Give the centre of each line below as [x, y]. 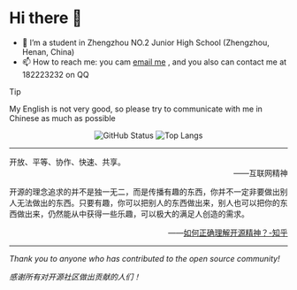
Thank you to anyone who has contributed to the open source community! [145, 258]
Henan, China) [48, 51]
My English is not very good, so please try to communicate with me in [136, 109]
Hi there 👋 [46, 18]
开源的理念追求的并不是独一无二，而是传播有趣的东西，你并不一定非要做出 [145, 191]
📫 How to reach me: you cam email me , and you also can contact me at [154, 62]
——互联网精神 [261, 172]
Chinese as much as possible [63, 118]
